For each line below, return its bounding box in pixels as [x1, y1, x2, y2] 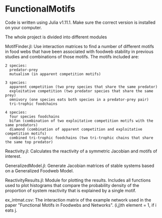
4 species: [5, 110, 27, 115]
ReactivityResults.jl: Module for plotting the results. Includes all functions [5, 177, 151, 183]
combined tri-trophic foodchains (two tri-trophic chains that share [9, 135, 153, 140]
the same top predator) [5, 139, 54, 144]
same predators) [5, 122, 38, 127]
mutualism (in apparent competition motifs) [9, 71, 101, 76]
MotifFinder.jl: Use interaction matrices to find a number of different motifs [5, 43, 154, 49]
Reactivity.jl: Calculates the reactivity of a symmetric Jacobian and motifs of [5, 148, 157, 154]
